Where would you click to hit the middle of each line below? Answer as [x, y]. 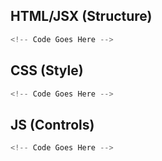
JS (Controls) [52, 124]
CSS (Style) [47, 70]
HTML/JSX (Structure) [81, 16]
